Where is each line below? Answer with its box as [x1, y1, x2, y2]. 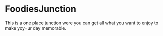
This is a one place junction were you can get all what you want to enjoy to [5, 20, 159, 26]
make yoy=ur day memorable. [5, 25, 66, 31]
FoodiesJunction [5, 3, 76, 15]
